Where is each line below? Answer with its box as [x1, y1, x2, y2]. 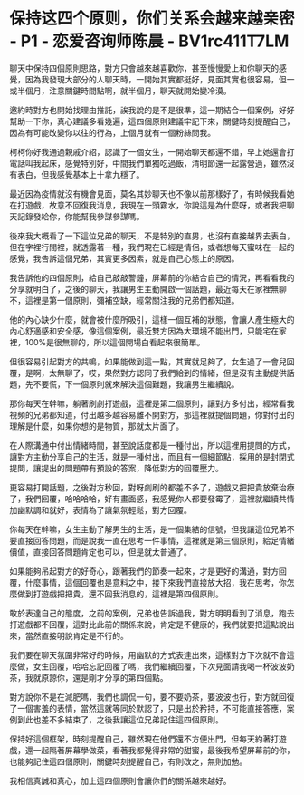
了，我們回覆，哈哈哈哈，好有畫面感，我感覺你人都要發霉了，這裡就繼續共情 [9, 493, 295, 504]
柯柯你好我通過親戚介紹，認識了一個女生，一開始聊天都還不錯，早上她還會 [9, 146, 287, 157]
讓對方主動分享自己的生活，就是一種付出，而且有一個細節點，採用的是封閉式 [9, 451, 295, 462]
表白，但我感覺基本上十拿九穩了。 [16, 169, 145, 179]
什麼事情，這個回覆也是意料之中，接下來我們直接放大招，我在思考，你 [24, 577, 287, 587]
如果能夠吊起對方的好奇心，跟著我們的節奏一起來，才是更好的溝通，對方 [9, 566, 279, 577]
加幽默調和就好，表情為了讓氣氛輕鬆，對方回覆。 [9, 504, 192, 515]
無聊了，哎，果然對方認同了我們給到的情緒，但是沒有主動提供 [56, 367, 287, 378]
